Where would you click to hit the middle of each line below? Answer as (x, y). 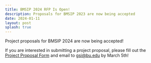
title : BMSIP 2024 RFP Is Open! (38, 9)
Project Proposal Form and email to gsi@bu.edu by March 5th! (67, 55)
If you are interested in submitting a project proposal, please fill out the (75, 50)
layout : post (18, 23)
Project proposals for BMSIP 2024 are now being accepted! (64, 41)
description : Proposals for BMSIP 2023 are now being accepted (70, 14)
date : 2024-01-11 (23, 18)
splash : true (18, 27)
